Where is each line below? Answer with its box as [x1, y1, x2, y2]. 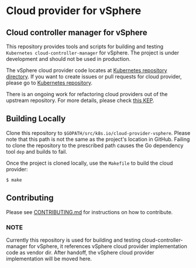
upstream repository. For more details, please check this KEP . [6, 97, 154, 104]
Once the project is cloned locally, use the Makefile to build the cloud [6, 160, 173, 167]
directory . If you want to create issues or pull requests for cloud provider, [6, 73, 183, 80]
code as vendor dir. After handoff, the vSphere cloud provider [6, 249, 154, 256]
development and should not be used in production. [6, 56, 130, 62]
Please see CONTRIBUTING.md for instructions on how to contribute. [6, 208, 173, 215]
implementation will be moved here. [6, 255, 92, 262]
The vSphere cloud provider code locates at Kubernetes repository [6, 67, 168, 74]
